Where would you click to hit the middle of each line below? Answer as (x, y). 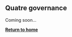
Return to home (22, 30)
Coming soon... (21, 20)
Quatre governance (36, 8)
